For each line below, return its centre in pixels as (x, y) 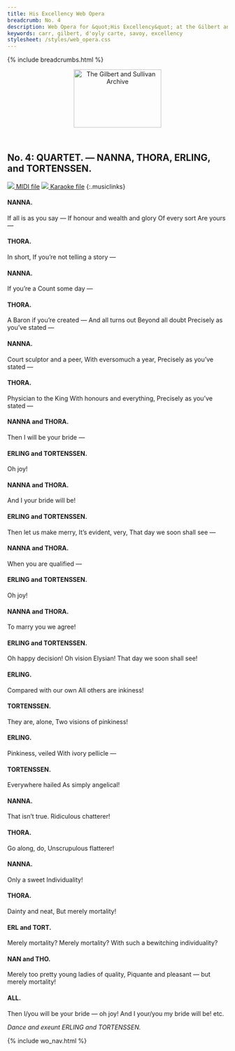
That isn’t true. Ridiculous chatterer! (59, 816)
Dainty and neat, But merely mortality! (62, 912)
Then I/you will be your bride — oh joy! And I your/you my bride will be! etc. (116, 1013)
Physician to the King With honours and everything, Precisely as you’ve (110, 398)
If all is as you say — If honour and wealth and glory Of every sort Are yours (116, 218)
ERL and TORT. (29, 927)
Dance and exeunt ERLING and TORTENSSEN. (74, 1027)
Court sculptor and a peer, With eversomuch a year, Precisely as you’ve (111, 359)
